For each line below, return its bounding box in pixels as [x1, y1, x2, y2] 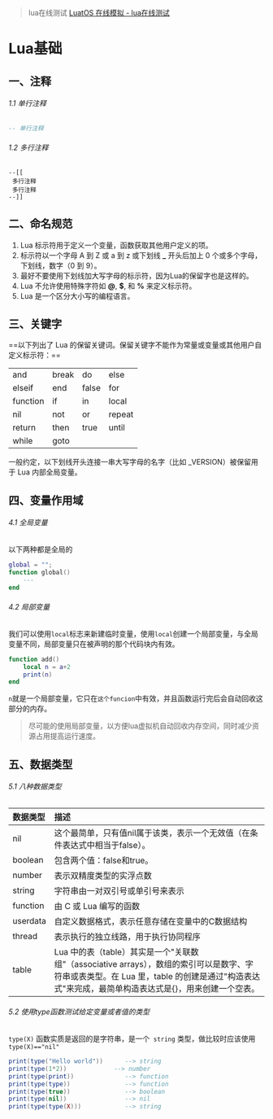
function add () [8, 655, 60, 663]
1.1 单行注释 [8, 98, 47, 108]
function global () [8, 568, 71, 576]
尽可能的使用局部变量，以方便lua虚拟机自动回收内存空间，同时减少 [28, 721, 253, 731]
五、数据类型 [8, 757, 73, 771]
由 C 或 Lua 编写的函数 [54, 900, 141, 911]
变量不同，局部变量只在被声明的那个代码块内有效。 [8, 639, 180, 649]
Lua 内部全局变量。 [17, 467, 82, 477]
